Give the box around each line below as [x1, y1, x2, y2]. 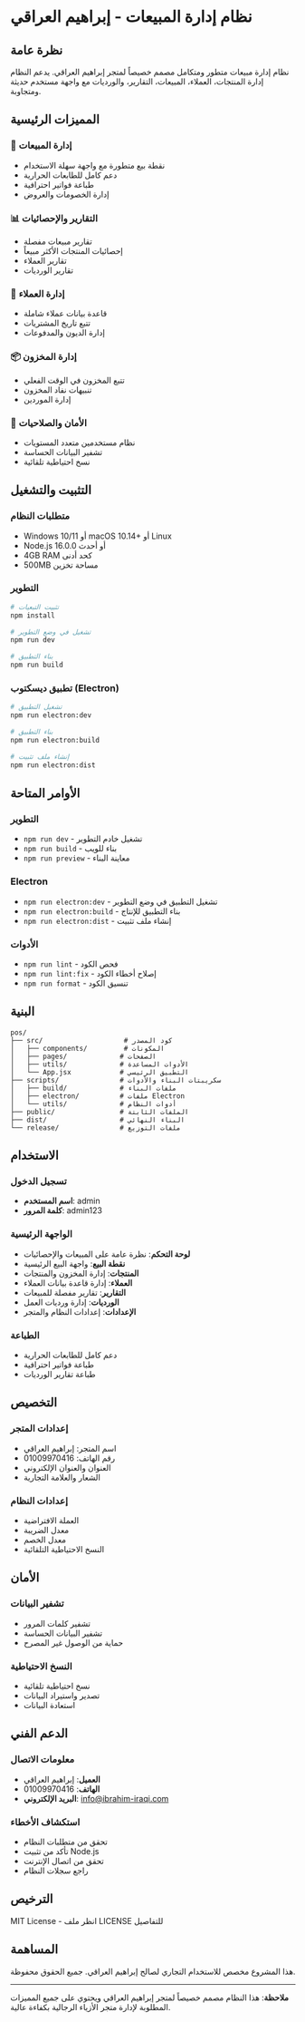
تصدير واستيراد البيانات [23, 1690, 100, 1701]
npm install [10, 610, 55, 620]
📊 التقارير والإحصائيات [10, 211, 99, 224]
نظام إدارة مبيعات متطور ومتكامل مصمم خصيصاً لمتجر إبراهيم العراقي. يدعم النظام [10, 66, 290, 77]
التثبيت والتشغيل [10, 482, 91, 498]
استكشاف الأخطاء [10, 1815, 81, 1828]
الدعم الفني [10, 1726, 69, 1742]
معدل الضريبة [23, 1525, 70, 1536]
